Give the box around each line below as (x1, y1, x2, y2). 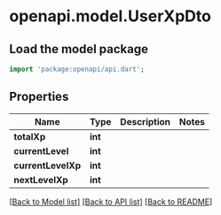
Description (119, 115, 171, 127)
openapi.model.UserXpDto (9, 6, 211, 27)
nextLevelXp (13, 173, 68, 186)
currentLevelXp (13, 159, 82, 172)
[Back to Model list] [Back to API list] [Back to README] (9, 196, 213, 207)
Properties (9, 89, 69, 104)
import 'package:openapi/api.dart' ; (9, 65, 145, 73)
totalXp (13, 130, 46, 142)
